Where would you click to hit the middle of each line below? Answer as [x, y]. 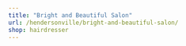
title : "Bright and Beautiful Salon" [70, 15]
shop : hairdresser [38, 30]
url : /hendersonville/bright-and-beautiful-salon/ [93, 23]
